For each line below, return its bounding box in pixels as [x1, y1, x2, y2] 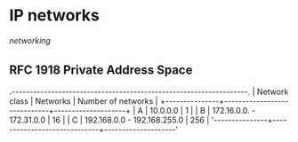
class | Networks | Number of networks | [9, 95, 158, 106]
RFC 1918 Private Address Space [9, 63, 193, 78]
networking [9, 35, 52, 45]
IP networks [9, 5, 100, 26]
